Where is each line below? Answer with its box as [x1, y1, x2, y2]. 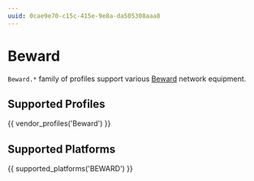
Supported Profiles [7, 97, 106, 110]
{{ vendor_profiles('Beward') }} [7, 119, 111, 128]
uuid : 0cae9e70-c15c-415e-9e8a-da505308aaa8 [7, 11, 161, 20]
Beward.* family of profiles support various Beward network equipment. [7, 74, 247, 84]
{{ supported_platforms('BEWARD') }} [7, 164, 133, 174]
